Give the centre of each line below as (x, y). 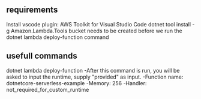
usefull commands (42, 56)
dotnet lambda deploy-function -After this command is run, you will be (93, 70)
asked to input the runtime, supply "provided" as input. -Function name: (95, 77)
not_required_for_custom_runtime (48, 89)
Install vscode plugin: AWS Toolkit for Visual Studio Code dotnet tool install (98, 24)
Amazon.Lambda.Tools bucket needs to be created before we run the (97, 31)
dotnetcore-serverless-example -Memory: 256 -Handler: (76, 83)
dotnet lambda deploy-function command (58, 37)
